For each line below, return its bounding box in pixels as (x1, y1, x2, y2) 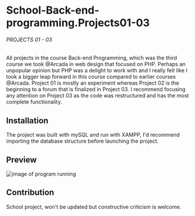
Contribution (6, 188, 55, 198)
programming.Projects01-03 (6, 16, 150, 30)
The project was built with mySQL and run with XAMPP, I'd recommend (6, 131, 180, 138)
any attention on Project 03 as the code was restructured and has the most (6, 92, 189, 99)
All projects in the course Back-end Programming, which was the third (6, 54, 177, 62)
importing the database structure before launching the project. (6, 137, 159, 145)
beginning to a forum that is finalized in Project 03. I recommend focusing (6, 86, 186, 93)
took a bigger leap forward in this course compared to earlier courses (6, 73, 176, 80)
